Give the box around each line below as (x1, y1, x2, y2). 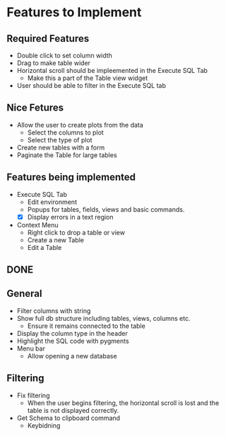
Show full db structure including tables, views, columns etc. (16, 314, 191, 322)
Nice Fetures (6, 102, 64, 114)
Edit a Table (27, 243, 62, 251)
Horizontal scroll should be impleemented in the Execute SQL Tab (16, 67, 208, 74)
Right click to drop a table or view (27, 228, 125, 237)
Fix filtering (16, 391, 50, 399)
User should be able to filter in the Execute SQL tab (16, 81, 167, 89)
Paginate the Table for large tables (16, 150, 117, 159)
